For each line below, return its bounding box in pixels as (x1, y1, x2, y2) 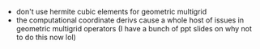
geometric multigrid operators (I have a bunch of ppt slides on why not (15, 24, 253, 33)
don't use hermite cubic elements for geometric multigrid (15, 7, 207, 16)
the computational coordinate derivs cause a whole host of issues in (15, 15, 245, 25)
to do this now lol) (15, 32, 77, 42)
